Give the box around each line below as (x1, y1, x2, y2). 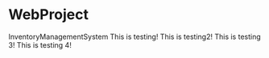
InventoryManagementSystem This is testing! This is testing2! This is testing (8, 32, 262, 41)
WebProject (8, 6, 89, 24)
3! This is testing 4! (8, 40, 72, 49)
